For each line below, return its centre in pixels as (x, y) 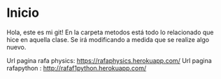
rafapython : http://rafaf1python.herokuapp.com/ (77, 68)
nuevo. (16, 47)
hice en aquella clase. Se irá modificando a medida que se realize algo (108, 39)
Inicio (23, 13)
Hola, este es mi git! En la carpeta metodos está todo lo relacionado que (110, 32)
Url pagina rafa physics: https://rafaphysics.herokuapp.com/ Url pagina (109, 60)
